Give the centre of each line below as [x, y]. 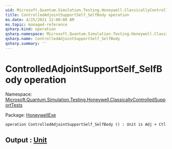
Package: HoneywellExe [31, 115]
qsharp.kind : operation [31, 29]
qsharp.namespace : [25, 34]
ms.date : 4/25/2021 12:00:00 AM [40, 20]
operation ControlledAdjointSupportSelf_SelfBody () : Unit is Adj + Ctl [86, 124]
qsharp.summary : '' [26, 44]
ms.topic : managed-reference [36, 24]
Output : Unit [26, 140]
